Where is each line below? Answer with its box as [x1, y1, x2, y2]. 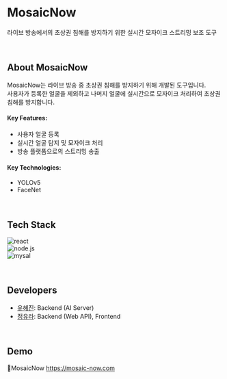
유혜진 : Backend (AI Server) [16, 303, 94, 312]
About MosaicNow [7, 62, 88, 73]
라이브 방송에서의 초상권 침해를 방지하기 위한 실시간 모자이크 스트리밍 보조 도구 [7, 28, 217, 36]
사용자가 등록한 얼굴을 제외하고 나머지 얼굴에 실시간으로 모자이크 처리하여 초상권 [7, 89, 221, 97]
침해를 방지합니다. [7, 98, 55, 106]
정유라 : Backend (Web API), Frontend [16, 312, 121, 320]
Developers [7, 285, 57, 296]
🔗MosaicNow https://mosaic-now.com [7, 364, 115, 372]
